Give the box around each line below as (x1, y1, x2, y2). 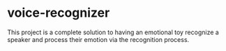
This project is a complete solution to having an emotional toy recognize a (7, 28, 220, 36)
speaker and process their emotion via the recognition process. (7, 35, 190, 43)
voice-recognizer (7, 5, 110, 21)
